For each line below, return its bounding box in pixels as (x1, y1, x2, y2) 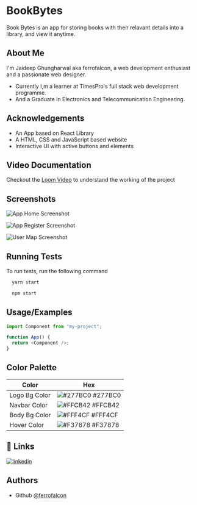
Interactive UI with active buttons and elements (15, 142, 134, 149)
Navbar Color (9, 401, 48, 409)
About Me (6, 48, 45, 59)
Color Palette (6, 362, 57, 373)
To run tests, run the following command (6, 268, 108, 274)
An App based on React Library (15, 129, 95, 137)
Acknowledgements (6, 113, 85, 124)
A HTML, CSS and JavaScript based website (15, 135, 127, 143)
